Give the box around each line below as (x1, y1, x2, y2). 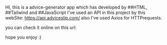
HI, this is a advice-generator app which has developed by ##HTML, (5, 4, 147, 10)
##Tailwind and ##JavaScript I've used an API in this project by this (5, 9, 145, 15)
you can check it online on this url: (5, 24, 77, 30)
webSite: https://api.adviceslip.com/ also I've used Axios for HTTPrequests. (5, 15, 162, 20)
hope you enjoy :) (5, 34, 42, 40)
